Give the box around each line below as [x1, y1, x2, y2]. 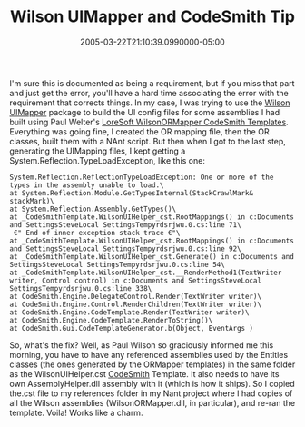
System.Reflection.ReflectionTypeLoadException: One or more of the [9, 173, 274, 182]
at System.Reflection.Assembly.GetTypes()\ [9, 204, 177, 213]
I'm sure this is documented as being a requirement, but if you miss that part [9, 77, 295, 88]
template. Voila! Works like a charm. [9, 407, 143, 418]
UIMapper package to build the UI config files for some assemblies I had [9, 106, 280, 117]
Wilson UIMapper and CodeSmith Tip [10, 6, 295, 27]
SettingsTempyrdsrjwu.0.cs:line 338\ [9, 283, 152, 293]
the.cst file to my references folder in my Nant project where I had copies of [9, 388, 293, 399]
